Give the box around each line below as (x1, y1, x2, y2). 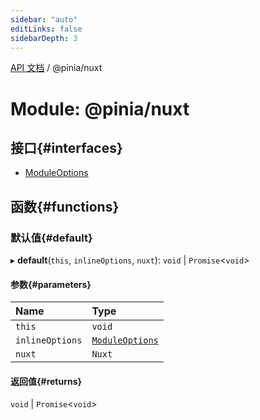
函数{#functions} (10, 198, 120, 215)
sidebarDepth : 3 (10, 33, 78, 43)
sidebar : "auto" (10, 14, 78, 25)
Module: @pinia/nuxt (10, 97, 190, 120)
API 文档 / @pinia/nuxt (10, 62, 103, 74)
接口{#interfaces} (10, 139, 123, 156)
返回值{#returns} (10, 375, 83, 387)
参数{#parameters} (10, 278, 92, 290)
